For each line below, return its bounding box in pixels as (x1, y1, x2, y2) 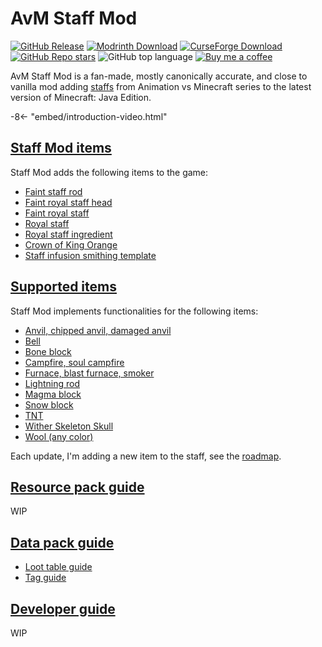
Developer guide (10, 600, 116, 617)
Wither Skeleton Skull (24, 420, 114, 432)
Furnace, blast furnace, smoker (24, 367, 155, 379)
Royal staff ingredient (24, 228, 113, 240)
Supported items (10, 278, 117, 296)
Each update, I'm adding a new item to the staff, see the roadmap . (10, 450, 282, 462)
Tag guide (24, 572, 67, 584)
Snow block (24, 398, 74, 411)
